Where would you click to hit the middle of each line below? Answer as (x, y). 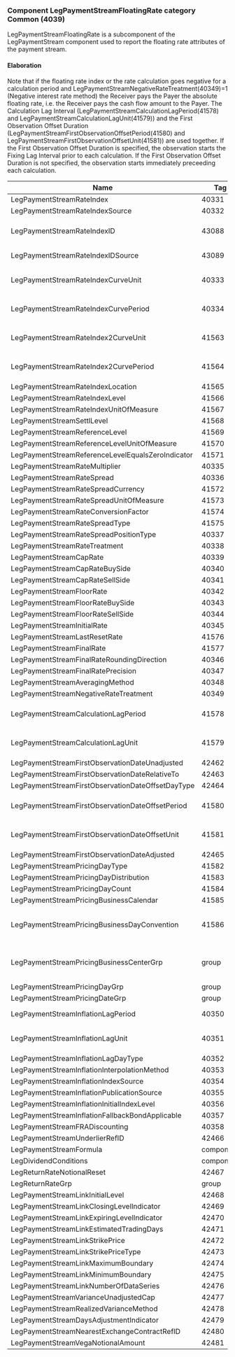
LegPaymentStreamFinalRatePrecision (73, 670)
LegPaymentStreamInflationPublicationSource (86, 1092)
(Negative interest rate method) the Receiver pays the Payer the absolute (113, 96)
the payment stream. (37, 49)
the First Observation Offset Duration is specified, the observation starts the (116, 148)
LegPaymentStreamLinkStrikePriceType (76, 1251)
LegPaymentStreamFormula (57, 1149)
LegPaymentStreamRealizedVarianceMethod (84, 1309)
